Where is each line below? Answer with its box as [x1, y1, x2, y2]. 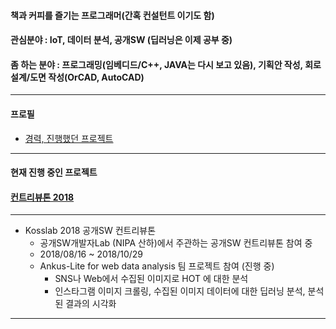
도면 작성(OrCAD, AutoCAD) [29, 71, 145, 83]
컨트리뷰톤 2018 [10, 191, 75, 203]
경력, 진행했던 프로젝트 [24, 132, 114, 144]
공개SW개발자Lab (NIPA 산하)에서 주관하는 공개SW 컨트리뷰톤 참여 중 [39, 237, 313, 249]
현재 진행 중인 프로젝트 [10, 166, 98, 179]
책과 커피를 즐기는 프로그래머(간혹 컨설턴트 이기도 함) [10, 9, 215, 21]
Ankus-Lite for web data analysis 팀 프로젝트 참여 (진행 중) [39, 260, 275, 272]
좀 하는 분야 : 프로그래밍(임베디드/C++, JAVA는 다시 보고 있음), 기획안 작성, [10, 58, 303, 70]
